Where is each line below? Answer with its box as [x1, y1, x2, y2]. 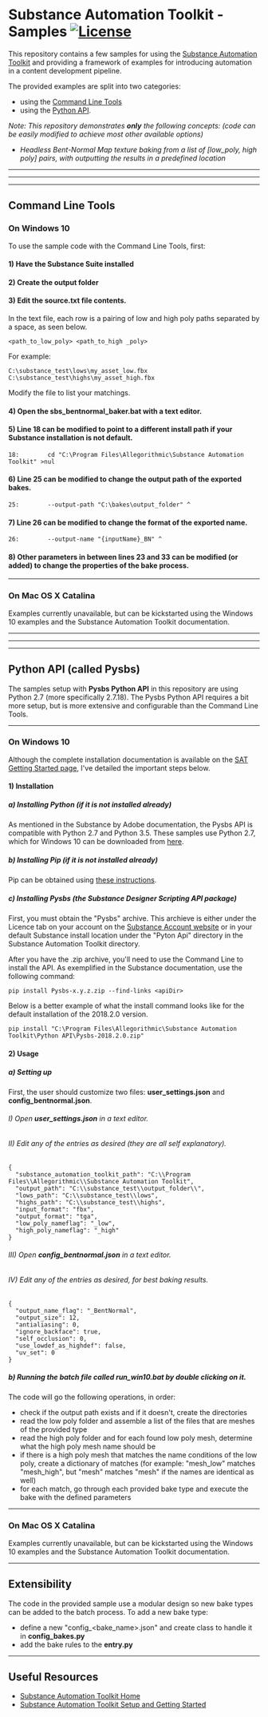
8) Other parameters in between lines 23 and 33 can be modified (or [8, 552, 238, 561]
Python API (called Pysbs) [8, 663, 141, 676]
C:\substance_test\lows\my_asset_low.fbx [8, 367, 148, 375]
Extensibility [8, 1577, 72, 1591]
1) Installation [8, 781, 54, 791]
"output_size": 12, [15, 1314, 81, 1322]
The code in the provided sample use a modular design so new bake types [8, 1599, 254, 1608]
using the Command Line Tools [19, 97, 122, 106]
